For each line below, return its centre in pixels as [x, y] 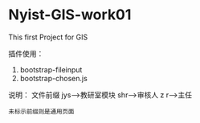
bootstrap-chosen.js [54, 78]
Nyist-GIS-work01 [70, 15]
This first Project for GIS [48, 37]
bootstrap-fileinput [51, 69]
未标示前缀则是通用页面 [41, 111]
